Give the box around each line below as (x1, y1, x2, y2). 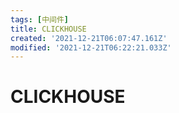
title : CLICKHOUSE (10, 24, 87, 34)
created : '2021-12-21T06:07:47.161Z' (10, 33, 168, 43)
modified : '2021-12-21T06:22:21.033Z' (10, 42, 172, 53)
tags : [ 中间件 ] (10, 14, 70, 25)
